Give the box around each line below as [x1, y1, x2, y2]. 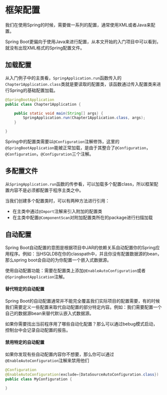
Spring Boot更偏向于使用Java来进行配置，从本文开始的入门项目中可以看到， [5, 38, 161, 45]
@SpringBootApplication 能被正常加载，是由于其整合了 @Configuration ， [5, 145, 151, 150]
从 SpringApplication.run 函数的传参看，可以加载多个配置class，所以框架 [5, 181, 154, 187]
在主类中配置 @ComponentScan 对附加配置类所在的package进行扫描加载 [12, 214, 153, 220]
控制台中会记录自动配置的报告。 [5, 327, 71, 333]
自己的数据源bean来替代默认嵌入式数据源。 [5, 310, 94, 316]
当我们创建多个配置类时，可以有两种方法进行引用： [5, 197, 110, 203]
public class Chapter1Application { [5, 102, 81, 107]
